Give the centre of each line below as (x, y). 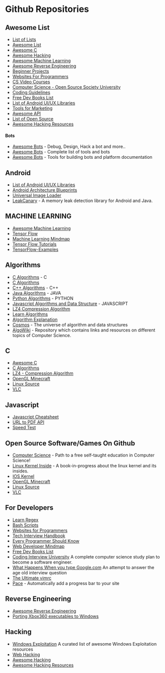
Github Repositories (47, 9)
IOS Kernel (23, 476)
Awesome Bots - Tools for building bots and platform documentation (82, 157)
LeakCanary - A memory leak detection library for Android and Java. (82, 201)
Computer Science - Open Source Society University (66, 87)
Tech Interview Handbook (39, 536)
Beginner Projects (31, 71)
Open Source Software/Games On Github (70, 443)
